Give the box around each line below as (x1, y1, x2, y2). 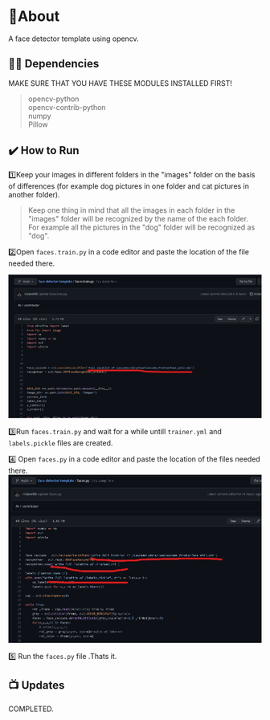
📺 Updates (8, 678, 65, 693)
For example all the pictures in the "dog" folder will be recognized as (27, 222, 256, 232)
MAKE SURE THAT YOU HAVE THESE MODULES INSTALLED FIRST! (8, 78, 233, 87)
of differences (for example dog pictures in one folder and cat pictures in (8, 181, 250, 191)
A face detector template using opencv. (8, 34, 139, 43)
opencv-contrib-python (27, 102, 106, 112)
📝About (8, 7, 60, 26)
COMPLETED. (8, 704, 54, 714)
